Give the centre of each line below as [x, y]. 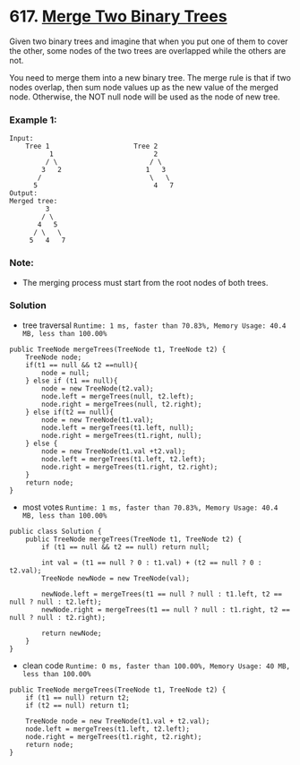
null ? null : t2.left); [56, 602]
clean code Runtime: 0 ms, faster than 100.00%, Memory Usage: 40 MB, [156, 666]
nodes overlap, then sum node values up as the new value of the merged [144, 87]
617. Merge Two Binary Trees [118, 17]
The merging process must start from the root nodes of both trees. [145, 282]
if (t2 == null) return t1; [77, 705]
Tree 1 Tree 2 [92, 146]
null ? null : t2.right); [57, 617]
